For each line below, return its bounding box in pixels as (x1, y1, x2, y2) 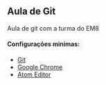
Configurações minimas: (7, 40, 80, 48)
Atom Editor (17, 70, 51, 79)
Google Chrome (17, 63, 63, 72)
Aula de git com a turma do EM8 (7, 24, 99, 32)
